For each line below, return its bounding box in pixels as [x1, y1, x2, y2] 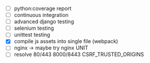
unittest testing [13, 32, 50, 38]
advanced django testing [13, 18, 74, 25]
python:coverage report [13, 5, 71, 12]
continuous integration [13, 12, 69, 19]
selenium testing [13, 24, 54, 32]
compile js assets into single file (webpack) [13, 38, 118, 45]
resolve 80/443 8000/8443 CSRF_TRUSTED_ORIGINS [13, 51, 144, 58]
